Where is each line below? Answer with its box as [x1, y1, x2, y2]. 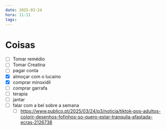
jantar [12, 96, 26, 102]
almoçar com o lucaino [12, 73, 61, 79]
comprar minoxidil [12, 79, 51, 85]
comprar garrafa [12, 85, 48, 91]
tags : [5, 17, 17, 22]
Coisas [5, 39, 36, 51]
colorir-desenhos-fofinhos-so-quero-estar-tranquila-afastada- [20, 114, 153, 120]
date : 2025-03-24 [5, 7, 42, 13]
